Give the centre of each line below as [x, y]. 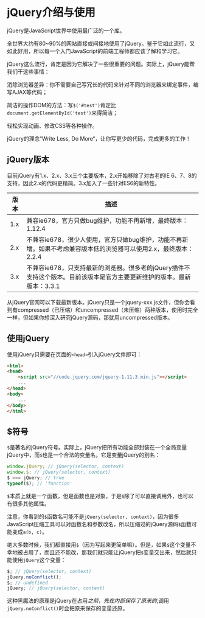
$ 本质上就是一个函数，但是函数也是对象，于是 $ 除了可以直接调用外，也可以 [100, 496]
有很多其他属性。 [28, 504]
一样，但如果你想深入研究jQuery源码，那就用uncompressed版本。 [90, 317]
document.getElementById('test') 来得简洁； [62, 113]
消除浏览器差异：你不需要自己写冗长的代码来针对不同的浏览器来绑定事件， [100, 84]
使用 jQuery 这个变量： [39, 560]
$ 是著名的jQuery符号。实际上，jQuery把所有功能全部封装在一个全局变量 [97, 448]
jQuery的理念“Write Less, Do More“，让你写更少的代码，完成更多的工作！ [99, 138]
